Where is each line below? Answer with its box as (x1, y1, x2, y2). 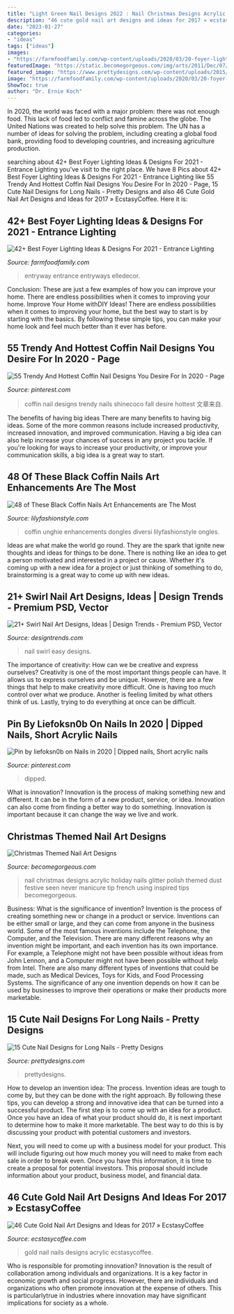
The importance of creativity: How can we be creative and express (7, 661, 198, 669)
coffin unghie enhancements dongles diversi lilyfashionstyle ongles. (24, 528, 220, 536)
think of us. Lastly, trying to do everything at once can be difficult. (7, 698, 196, 706)
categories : (7, 29, 42, 37)
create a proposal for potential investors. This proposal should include (7, 1163, 208, 1172)
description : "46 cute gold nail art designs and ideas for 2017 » (7, 17, 208, 24)
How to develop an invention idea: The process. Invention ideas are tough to (7, 1083, 226, 1092)
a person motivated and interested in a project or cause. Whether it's (7, 555, 205, 564)
